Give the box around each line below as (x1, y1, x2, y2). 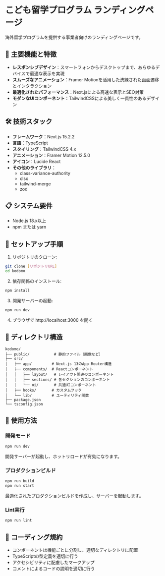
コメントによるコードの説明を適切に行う (12, 566, 95, 572)
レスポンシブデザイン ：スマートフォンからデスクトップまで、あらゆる (12, 64, 156, 70)
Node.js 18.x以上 (12, 218, 46, 224)
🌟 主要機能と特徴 (5, 50, 57, 58)
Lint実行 (5, 507, 25, 514)
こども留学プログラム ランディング (5, 4, 145, 16)
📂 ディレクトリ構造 (5, 333, 63, 342)
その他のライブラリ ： (12, 165, 56, 171)
